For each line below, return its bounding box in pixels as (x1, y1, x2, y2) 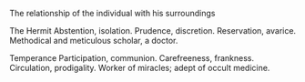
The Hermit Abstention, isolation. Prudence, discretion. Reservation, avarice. (9, 26, 297, 36)
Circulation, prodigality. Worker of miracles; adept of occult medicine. (9, 63, 270, 73)
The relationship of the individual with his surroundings (9, 8, 216, 18)
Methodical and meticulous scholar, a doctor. (9, 36, 178, 46)
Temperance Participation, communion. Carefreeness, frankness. (9, 53, 255, 63)
